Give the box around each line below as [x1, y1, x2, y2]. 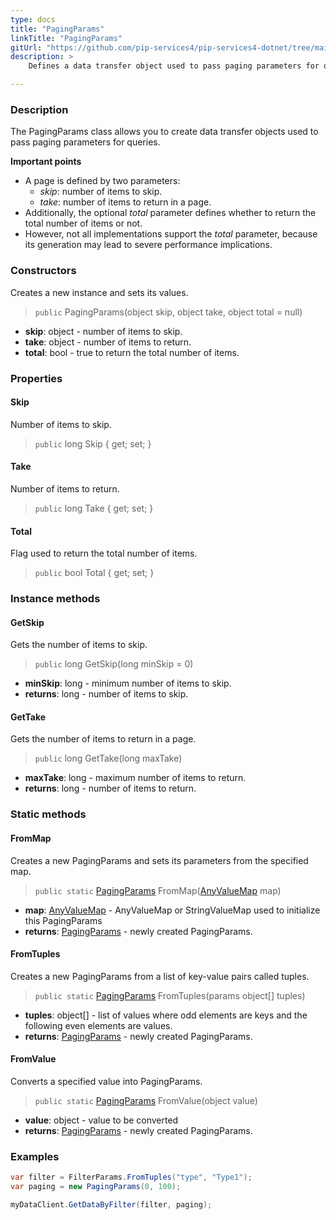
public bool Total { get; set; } [34, 567, 155, 579]
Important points [10, 156, 82, 168]
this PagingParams [24, 914, 103, 926]
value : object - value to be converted [24, 1114, 179, 1126]
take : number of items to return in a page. [39, 196, 212, 208]
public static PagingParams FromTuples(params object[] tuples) [34, 989, 306, 1001]
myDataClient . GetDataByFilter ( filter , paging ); [10, 1200, 213, 1210]
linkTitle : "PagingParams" [10, 33, 123, 43]
